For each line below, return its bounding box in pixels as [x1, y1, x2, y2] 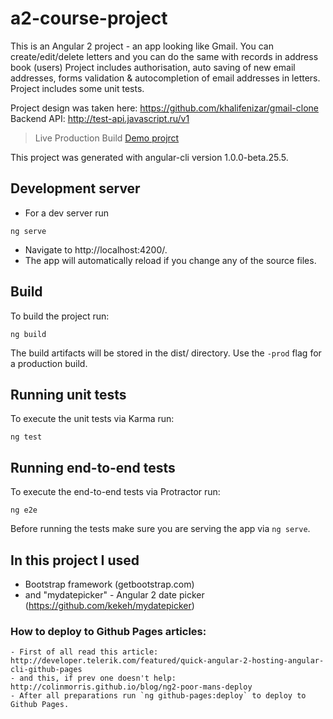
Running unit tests [10, 386, 127, 403]
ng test [10, 432, 43, 442]
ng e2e [10, 505, 38, 516]
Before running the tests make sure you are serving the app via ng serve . [10, 523, 311, 535]
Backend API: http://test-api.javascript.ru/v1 [10, 112, 190, 124]
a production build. [10, 357, 88, 369]
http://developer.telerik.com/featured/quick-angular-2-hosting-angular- [10, 656, 325, 666]
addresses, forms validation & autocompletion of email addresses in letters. [10, 72, 321, 84]
